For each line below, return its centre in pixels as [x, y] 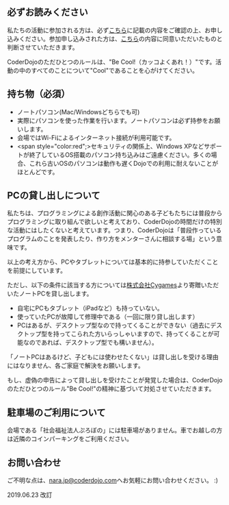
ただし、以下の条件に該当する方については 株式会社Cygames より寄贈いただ [113, 285]
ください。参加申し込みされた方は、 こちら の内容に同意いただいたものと [121, 38]
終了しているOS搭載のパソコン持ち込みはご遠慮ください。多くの [120, 155]
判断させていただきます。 [43, 47]
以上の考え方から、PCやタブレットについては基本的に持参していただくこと [113, 262]
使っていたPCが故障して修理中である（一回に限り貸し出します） [108, 317]
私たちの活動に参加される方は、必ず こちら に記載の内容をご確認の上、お [109, 30]
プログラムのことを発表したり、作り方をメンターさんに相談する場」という [112, 239]
